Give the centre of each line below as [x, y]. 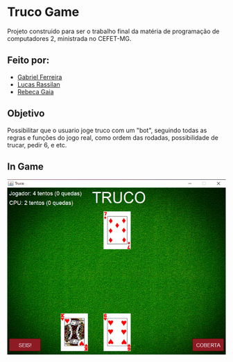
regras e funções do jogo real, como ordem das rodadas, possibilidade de [113, 137]
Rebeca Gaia [35, 91]
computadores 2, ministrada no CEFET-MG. [69, 38]
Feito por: [28, 61]
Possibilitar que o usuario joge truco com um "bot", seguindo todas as [107, 130]
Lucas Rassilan [38, 84]
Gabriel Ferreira [40, 77]
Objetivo [26, 114]
